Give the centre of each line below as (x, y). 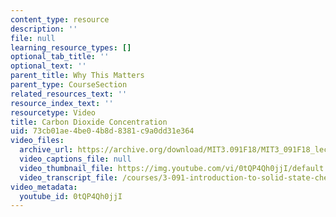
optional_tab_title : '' (60, 57)
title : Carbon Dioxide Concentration (89, 122)
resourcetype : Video (53, 112)
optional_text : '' (48, 66)
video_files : (37, 141)
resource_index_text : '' (62, 103)
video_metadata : (44, 187)
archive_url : (46, 150)
